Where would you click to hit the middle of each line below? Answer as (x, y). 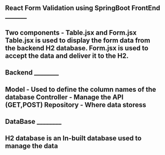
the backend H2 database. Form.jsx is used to (77, 48)
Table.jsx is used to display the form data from (78, 40)
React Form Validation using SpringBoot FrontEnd (83, 8)
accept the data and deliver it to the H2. (67, 56)
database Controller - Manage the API (64, 97)
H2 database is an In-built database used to (73, 138)
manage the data (32, 146)
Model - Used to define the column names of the (81, 89)
